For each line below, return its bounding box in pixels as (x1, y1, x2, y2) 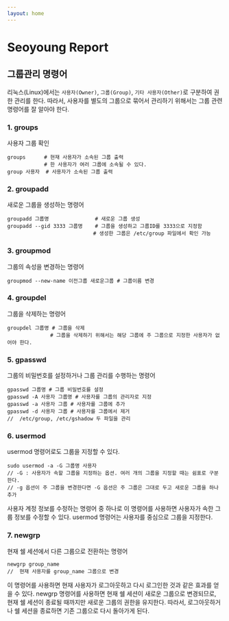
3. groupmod (7, 246, 51, 255)
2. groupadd (7, 184, 49, 194)
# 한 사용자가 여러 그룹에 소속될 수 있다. (43, 161, 147, 168)
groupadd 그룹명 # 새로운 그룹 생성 (7, 216, 141, 223)
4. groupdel (7, 293, 47, 303)
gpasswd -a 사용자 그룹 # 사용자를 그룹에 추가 (7, 401, 125, 408)
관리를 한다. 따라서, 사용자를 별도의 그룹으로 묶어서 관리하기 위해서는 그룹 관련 (14, 97, 223, 105)
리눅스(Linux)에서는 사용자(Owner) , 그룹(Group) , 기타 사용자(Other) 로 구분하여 (7, 88, 213, 96)
